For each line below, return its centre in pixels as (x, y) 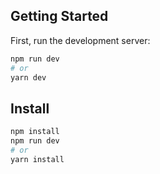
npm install (35, 132)
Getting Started (59, 16)
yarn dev (28, 77)
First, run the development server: (80, 40)
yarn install (37, 159)
